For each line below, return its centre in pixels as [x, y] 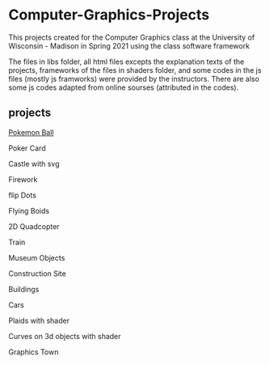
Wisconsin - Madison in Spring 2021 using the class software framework [129, 45]
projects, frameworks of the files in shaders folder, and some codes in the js [135, 70]
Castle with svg [34, 163]
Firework [23, 179]
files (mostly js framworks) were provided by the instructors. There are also [134, 79]
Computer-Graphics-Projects [109, 15]
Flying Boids [29, 210]
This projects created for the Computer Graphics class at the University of [132, 37]
